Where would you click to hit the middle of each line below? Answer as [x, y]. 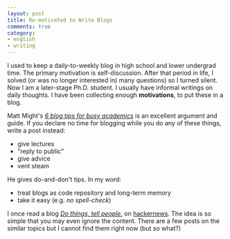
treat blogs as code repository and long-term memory [94, 193]
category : [21, 33]
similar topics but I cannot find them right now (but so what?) [94, 228]
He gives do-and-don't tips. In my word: [64, 179]
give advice [34, 159]
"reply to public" [41, 151]
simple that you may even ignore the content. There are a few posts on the [114, 221]
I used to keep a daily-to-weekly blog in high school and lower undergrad [112, 65]
